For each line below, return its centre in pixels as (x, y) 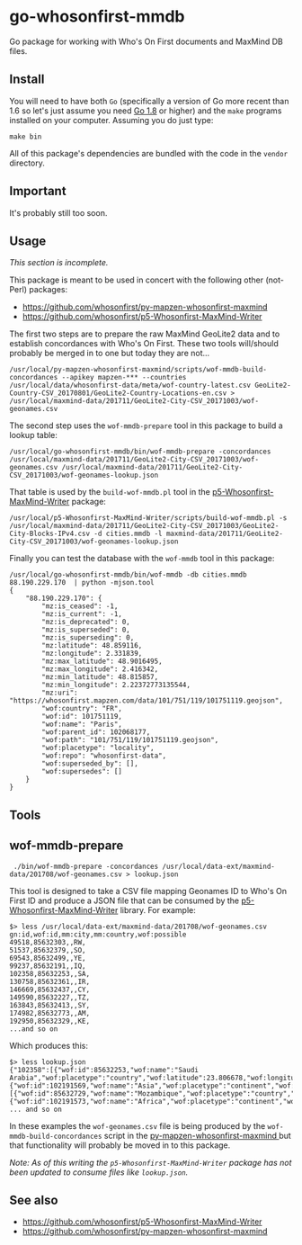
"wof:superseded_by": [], (90, 764)
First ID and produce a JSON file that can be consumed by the (124, 900)
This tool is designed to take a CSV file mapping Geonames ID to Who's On (148, 891)
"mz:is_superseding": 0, (88, 638)
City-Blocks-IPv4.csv (50, 534)
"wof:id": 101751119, (82, 717)
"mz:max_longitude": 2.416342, (100, 669)
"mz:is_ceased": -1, (80, 606)
